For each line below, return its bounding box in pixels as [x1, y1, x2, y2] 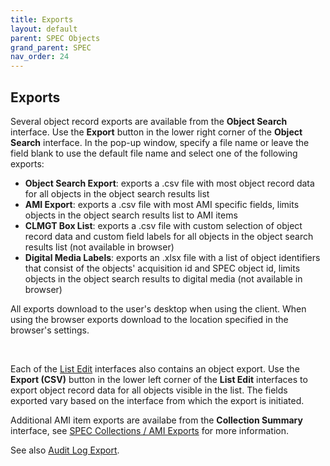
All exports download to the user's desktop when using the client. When [10, 302, 307, 315]
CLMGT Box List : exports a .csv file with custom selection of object [24, 219, 303, 231]
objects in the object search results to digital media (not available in [24, 272, 303, 285]
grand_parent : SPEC [10, 42, 92, 53]
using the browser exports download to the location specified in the [10, 313, 289, 325]
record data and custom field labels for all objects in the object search [24, 230, 314, 242]
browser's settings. [10, 324, 90, 336]
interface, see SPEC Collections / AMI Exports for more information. [10, 424, 289, 436]
